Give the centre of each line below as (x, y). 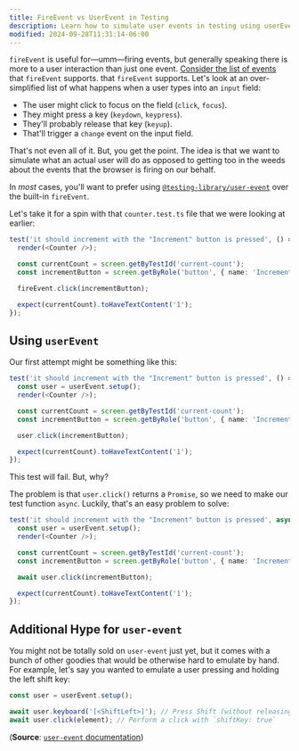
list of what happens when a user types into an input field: (154, 88)
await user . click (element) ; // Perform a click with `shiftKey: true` (143, 720)
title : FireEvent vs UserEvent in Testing (89, 17)
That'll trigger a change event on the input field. (108, 134)
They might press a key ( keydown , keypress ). (102, 115)
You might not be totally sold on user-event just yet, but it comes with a (140, 651)
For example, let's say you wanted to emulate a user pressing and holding (144, 670)
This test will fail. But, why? (59, 477)
